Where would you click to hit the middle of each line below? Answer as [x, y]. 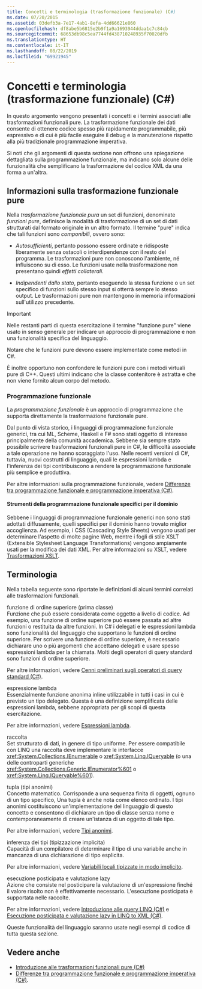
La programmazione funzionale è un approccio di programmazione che [95, 409]
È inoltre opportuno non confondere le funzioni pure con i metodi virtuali [96, 368]
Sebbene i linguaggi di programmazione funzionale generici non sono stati [99, 517]
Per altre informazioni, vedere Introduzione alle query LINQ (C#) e [88, 909]
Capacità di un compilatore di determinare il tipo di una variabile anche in [97, 848]
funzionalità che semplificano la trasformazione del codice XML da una [94, 165]
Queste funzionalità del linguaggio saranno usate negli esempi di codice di [99, 927]
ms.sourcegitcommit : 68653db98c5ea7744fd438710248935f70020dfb [88, 34]
